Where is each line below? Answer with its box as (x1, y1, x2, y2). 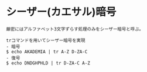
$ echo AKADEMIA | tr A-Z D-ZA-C (6, 49, 88, 54)
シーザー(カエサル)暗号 (6, 5, 117, 19)
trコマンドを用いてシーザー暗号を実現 (6, 37, 86, 43)
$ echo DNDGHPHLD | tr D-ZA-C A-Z (6, 60, 91, 66)
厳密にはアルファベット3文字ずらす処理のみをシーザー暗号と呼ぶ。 (6, 26, 144, 32)
